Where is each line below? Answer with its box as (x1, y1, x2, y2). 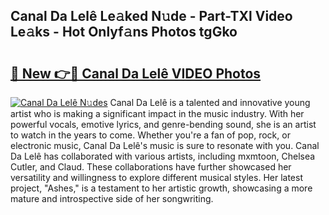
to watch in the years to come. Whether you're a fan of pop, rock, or (10, 129, 291, 141)
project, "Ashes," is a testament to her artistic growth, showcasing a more (10, 182, 313, 194)
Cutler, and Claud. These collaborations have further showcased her (10, 161, 292, 173)
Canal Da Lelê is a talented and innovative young (109, 97, 311, 108)
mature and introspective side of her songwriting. (10, 193, 214, 204)
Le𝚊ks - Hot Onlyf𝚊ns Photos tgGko (10, 24, 238, 41)
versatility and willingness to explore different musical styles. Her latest (10, 172, 303, 183)
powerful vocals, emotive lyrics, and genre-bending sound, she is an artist (10, 119, 317, 130)
